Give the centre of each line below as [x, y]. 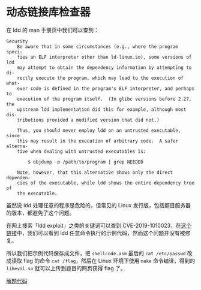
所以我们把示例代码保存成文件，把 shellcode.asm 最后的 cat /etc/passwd [96, 253]
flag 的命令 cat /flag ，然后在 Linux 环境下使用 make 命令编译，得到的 [109, 261]
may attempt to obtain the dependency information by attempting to [104, 67]
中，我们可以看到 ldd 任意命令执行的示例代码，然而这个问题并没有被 [101, 233]
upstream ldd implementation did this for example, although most [102, 109]
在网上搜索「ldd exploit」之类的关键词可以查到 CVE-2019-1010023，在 [94, 225]
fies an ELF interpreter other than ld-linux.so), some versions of [104, 57]
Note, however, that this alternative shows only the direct [95, 172]
